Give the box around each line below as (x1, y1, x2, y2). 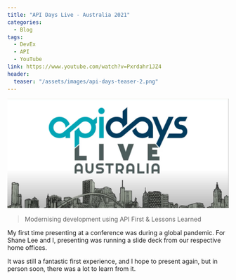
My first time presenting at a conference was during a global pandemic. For (7, 228, 226, 236)
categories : (7, 18, 42, 26)
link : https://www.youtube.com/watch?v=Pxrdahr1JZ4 (7, 63, 162, 70)
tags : (7, 34, 23, 41)
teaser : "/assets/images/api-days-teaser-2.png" (13, 78, 159, 85)
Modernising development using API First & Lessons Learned (24, 215, 202, 223)
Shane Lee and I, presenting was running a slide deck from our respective (7, 236, 221, 244)
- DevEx (13, 41, 37, 48)
